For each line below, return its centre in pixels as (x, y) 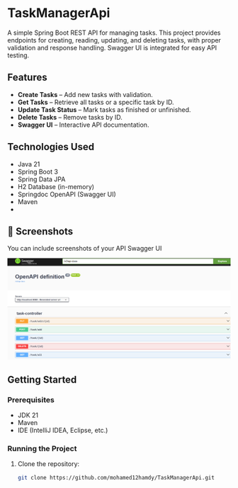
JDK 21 (28, 415)
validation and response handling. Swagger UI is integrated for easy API (112, 47)
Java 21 (29, 164)
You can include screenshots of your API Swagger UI (85, 249)
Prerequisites (31, 399)
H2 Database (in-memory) (56, 186)
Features (27, 78)
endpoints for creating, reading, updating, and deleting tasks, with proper (114, 40)
